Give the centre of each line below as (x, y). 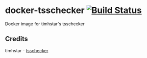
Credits (17, 39)
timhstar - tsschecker (27, 50)
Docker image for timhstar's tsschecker (45, 24)
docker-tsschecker (45, 10)
